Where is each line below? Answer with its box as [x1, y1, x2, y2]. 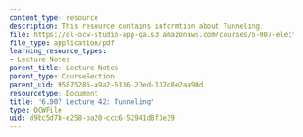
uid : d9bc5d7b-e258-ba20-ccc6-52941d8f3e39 [9, 114, 176, 123]
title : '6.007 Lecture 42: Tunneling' [9, 96, 155, 106]
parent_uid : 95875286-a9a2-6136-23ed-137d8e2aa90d [9, 80, 204, 89]
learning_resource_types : [9, 47, 106, 56]
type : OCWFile [9, 105, 63, 114]
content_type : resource [9, 13, 99, 23]
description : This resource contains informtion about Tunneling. [9, 22, 264, 31]
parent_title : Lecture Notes [9, 64, 119, 73]
